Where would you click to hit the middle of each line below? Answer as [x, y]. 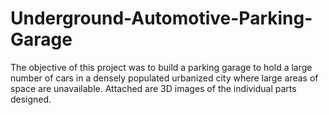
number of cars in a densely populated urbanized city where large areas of [164, 78]
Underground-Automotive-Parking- [161, 18]
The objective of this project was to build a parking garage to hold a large [161, 67]
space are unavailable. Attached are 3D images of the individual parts [153, 88]
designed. [31, 99]
